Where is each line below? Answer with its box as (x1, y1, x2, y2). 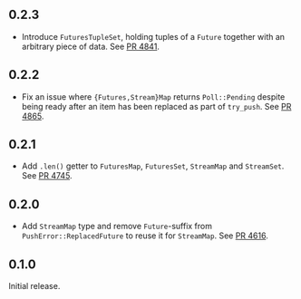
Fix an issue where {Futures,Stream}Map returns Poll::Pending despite (21, 91, 286, 102)
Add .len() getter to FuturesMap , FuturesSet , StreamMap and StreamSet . (21, 160, 285, 171)
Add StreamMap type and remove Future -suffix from (21, 221, 212, 232)
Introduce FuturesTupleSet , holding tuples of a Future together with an (21, 31, 286, 42)
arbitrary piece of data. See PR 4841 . (21, 41, 160, 52)
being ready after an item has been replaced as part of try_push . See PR (21, 101, 292, 111)
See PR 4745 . (21, 170, 73, 181)
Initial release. (8, 281, 61, 292)
